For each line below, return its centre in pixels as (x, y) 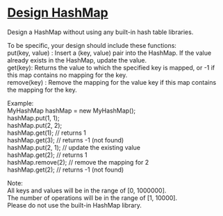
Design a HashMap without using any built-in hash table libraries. (100, 32)
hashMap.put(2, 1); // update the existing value (74, 147)
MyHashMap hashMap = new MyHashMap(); (72, 110)
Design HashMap (58, 13)
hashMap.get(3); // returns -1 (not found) (66, 140)
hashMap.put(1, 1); (34, 118)
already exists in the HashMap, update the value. (77, 60)
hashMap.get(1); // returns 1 (47, 133)
